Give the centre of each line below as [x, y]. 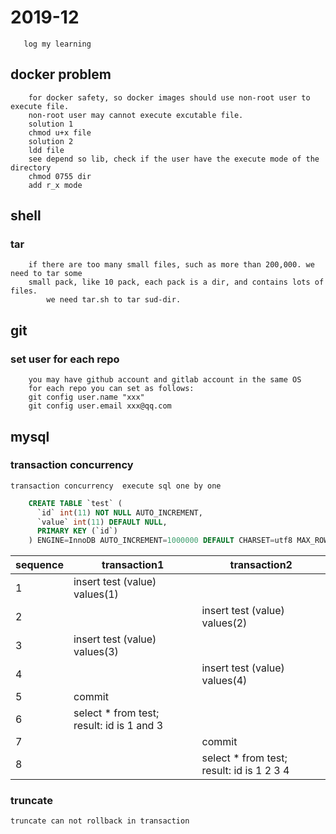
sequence [39, 565]
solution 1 [51, 124]
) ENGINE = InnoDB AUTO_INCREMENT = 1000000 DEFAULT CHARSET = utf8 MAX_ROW [178, 541]
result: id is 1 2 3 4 [245, 771]
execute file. [40, 106]
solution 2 [51, 141]
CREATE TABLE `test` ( [75, 503]
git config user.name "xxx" [86, 397]
